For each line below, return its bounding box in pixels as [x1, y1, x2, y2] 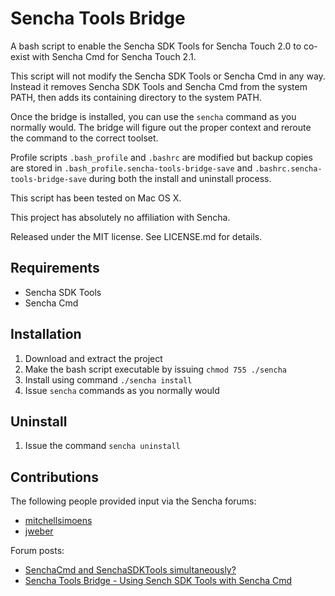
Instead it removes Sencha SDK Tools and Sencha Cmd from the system [10, 80, 308, 92]
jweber [24, 525, 54, 537]
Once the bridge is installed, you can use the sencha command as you [10, 110, 297, 122]
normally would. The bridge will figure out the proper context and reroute [10, 121, 312, 133]
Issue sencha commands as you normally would [24, 384, 220, 396]
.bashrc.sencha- [254, 163, 323, 174]
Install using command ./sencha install [24, 373, 193, 386]
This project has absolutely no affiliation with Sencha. [10, 211, 231, 223]
